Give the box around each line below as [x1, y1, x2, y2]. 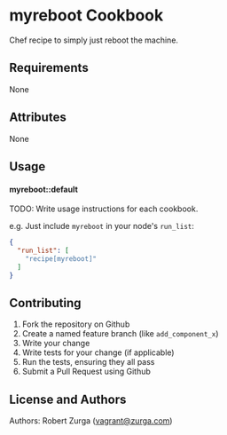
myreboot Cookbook [9, 5, 164, 26]
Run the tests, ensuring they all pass [21, 357, 155, 368]
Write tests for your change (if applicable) [21, 347, 175, 358]
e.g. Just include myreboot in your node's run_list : [9, 221, 195, 232]
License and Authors [9, 391, 127, 407]
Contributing [9, 295, 82, 311]
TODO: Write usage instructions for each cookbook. [9, 203, 199, 214]
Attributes [9, 110, 67, 125]
